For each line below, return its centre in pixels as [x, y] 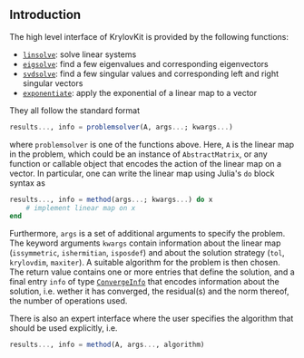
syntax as [27, 183]
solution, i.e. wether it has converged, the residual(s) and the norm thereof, [149, 291]
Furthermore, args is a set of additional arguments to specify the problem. [147, 234]
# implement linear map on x [81, 208]
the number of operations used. [69, 301]
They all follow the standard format [75, 110]
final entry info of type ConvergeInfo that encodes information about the [144, 282]
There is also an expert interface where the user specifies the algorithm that [152, 319]
